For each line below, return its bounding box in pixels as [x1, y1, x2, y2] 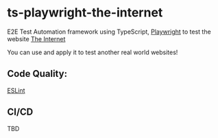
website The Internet [7, 34, 66, 43]
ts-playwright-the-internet [7, 5, 163, 21]
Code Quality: [7, 68, 67, 80]
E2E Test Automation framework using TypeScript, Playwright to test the [7, 27, 211, 36]
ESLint [7, 86, 25, 94]
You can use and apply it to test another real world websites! [7, 48, 178, 56]
